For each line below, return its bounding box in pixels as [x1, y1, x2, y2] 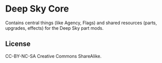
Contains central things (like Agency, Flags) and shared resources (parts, [5, 20, 157, 26]
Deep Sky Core [5, 3, 69, 15]
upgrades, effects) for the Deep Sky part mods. [5, 25, 104, 31]
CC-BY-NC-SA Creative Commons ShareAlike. [5, 53, 102, 59]
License [5, 40, 31, 48]
